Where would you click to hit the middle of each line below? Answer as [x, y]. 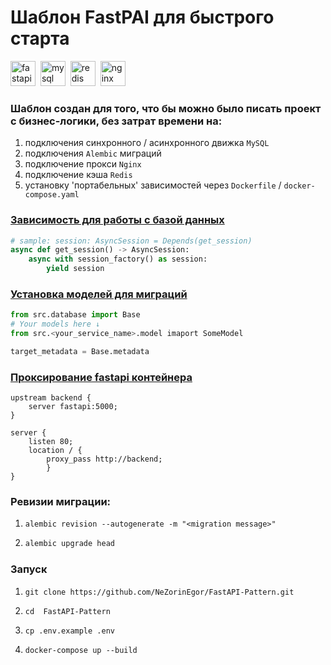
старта [40, 38]
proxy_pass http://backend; [104, 459]
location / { [55, 451]
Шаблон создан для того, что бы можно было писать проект [166, 108]
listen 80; [51, 442]
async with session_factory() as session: [118, 259]
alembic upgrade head [69, 544]
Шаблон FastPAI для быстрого [142, 17]
